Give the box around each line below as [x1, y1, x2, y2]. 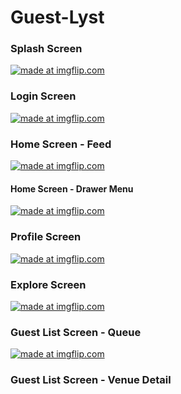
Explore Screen [10, 277, 87, 291]
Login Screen [10, 89, 77, 103]
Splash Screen [10, 42, 83, 56]
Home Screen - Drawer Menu [10, 182, 134, 195]
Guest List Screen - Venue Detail [10, 373, 172, 387]
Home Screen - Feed [10, 137, 112, 151]
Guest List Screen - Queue [10, 325, 142, 339]
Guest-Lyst [10, 6, 105, 29]
